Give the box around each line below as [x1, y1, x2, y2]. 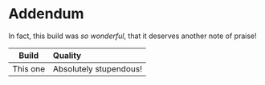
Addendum [8, 5, 84, 23]
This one [12, 63, 46, 74]
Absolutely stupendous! [52, 63, 143, 74]
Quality [52, 49, 82, 60]
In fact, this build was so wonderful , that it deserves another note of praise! [8, 31, 257, 41]
